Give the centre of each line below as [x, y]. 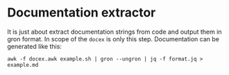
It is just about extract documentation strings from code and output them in [114, 32]
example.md [23, 65]
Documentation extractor [82, 13]
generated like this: [35, 46]
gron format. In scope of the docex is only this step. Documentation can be [113, 39]
